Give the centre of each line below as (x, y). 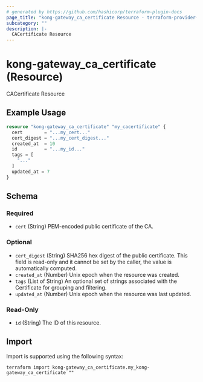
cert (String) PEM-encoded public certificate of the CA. (84, 227)
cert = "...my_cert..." (51, 132)
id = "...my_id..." (48, 149)
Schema (22, 196)
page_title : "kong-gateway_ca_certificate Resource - (76, 18)
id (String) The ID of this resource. (58, 322)
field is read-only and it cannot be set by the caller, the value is (93, 262)
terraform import (28, 367)
